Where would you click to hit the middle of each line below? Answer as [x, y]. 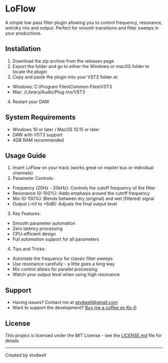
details [12, 341]
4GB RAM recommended [38, 140]
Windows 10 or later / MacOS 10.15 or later [56, 129]
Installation [23, 49]
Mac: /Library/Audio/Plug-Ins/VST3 [49, 92]
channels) [23, 173]
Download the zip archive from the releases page [63, 61]
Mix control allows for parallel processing [55, 269]
